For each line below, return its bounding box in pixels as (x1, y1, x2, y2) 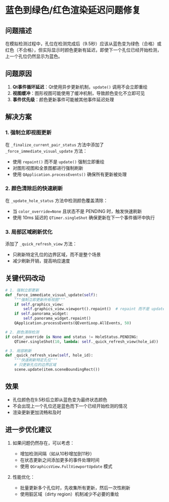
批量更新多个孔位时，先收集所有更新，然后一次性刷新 (20, 484, 131, 490)
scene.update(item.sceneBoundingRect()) (14, 367, 100, 372)
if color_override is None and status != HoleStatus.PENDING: (5, 334, 138, 339)
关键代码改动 (5, 274, 45, 283)
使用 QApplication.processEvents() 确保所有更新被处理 (12, 171, 127, 177)
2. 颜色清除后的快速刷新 (5, 185, 63, 192)
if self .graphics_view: (14, 302, 64, 307)
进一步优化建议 (5, 425, 52, 434)
